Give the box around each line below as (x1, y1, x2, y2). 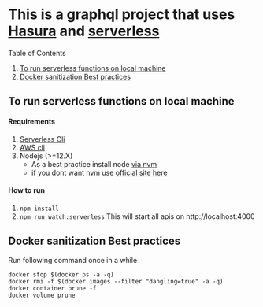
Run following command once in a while (8, 255, 138, 264)
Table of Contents (8, 48, 67, 57)
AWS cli (19, 142, 46, 152)
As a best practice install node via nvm (31, 159, 157, 168)
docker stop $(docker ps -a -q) (8, 270, 114, 279)
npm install (19, 205, 59, 213)
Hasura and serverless (8, 22, 160, 40)
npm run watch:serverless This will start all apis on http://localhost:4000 (19, 211, 255, 221)
